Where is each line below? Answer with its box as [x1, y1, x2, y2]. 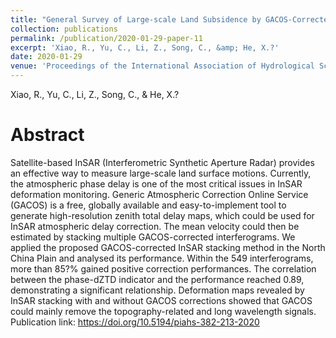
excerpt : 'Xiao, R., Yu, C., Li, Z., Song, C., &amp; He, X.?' [10, 42, 280, 53]
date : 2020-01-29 [10, 52, 83, 62]
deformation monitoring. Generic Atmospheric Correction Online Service [10, 188, 309, 200]
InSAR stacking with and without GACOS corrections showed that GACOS [10, 294, 313, 306]
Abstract [10, 124, 85, 146]
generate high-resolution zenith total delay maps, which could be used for [10, 209, 315, 221]
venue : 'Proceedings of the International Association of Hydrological [10, 61, 315, 71]
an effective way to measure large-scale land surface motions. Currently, [10, 167, 312, 179]
